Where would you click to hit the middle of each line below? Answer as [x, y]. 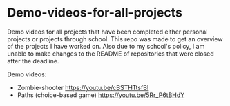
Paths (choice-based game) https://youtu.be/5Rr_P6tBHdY [101, 95]
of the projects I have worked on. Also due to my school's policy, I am [106, 46]
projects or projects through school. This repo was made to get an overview [115, 39]
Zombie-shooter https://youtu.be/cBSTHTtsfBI [83, 87]
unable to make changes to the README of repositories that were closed [111, 54]
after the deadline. [33, 61]
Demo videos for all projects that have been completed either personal [107, 32]
